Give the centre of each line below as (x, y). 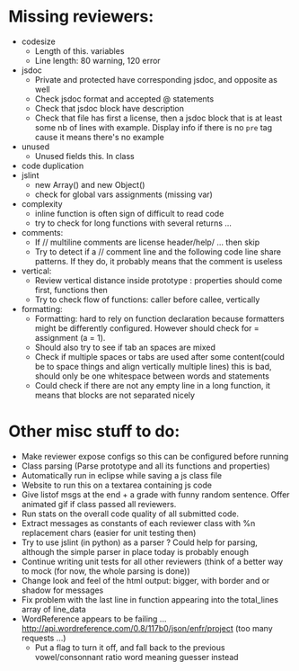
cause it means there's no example (100, 137)
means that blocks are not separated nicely (114, 395)
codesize (38, 41)
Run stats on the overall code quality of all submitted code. (130, 514)
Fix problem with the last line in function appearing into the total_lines (150, 599)
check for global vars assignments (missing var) (123, 194)
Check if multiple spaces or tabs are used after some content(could (159, 356)
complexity (42, 203)
